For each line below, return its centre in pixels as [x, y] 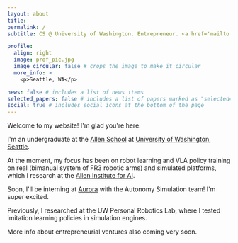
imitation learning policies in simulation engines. [77, 218]
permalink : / [27, 27]
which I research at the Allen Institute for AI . [71, 176]
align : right [33, 53]
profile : [20, 47]
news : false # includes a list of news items [75, 92]
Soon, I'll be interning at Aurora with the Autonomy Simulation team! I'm [112, 189]
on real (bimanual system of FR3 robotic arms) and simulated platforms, [112, 168]
